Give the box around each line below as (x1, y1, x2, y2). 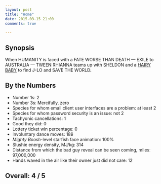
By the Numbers (5, 81, 56, 90)
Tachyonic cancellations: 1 (12, 115, 66, 121)
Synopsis (5, 43, 35, 52)
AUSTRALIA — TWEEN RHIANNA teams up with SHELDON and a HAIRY (5, 62, 151, 68)
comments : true (5, 21, 37, 26)
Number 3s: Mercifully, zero (12, 100, 69, 106)
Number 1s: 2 (12, 94, 40, 100)
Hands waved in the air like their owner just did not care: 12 (12, 157, 133, 163)
